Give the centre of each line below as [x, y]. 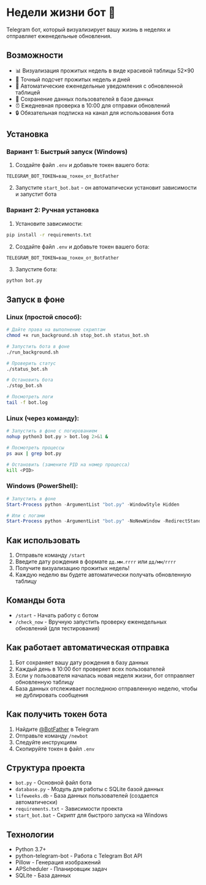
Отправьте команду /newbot [51, 735]
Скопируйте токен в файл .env [55, 749]
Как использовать [44, 540]
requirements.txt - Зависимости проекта [69, 809]
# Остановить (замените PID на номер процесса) [68, 465]
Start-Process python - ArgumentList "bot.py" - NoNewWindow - [86, 521]
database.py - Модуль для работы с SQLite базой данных [89, 789]
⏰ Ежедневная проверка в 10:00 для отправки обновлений [93, 105]
